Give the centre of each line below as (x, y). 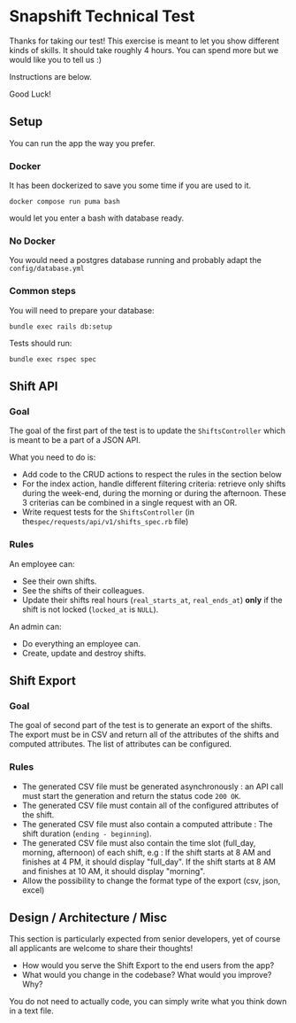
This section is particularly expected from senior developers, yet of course (145, 939)
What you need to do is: (53, 457)
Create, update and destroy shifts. (84, 653)
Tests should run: (41, 343)
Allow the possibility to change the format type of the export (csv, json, (151, 880)
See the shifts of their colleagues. (83, 590)
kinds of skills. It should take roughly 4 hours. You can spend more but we (144, 50)
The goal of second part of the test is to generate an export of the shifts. (141, 725)
